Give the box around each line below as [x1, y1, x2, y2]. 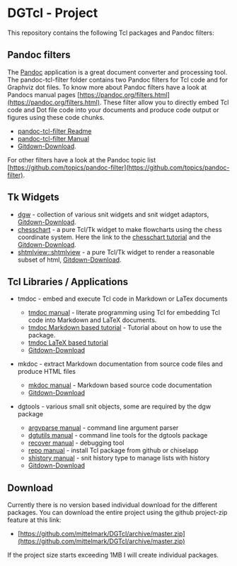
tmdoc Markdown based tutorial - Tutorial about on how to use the [28, 323, 222, 332]
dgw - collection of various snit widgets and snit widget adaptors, [17, 210, 209, 218]
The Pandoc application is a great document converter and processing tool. [7, 67, 228, 76]
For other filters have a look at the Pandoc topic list [7, 155, 156, 164]
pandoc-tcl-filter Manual [17, 134, 90, 143]
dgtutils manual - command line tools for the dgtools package [28, 431, 208, 440]
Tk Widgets [7, 192, 59, 204]
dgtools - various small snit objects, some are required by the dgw [17, 402, 211, 411]
